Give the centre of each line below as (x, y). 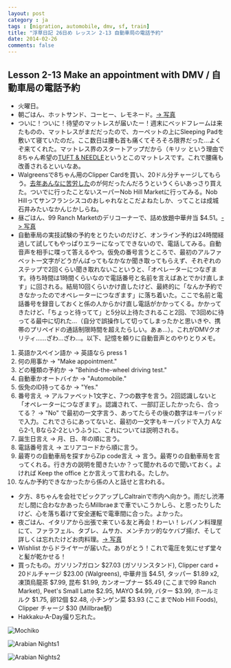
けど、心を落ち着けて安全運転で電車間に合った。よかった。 (102, 513)
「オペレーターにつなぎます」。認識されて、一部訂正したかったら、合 (115, 404)
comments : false (31, 45)
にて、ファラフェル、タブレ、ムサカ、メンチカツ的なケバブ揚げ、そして (120, 530)
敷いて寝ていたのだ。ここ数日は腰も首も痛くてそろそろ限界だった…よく (120, 140)
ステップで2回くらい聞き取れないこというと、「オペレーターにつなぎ (114, 269)
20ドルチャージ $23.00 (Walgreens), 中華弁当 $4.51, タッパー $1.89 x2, (118, 573)
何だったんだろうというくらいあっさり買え (162, 183)
